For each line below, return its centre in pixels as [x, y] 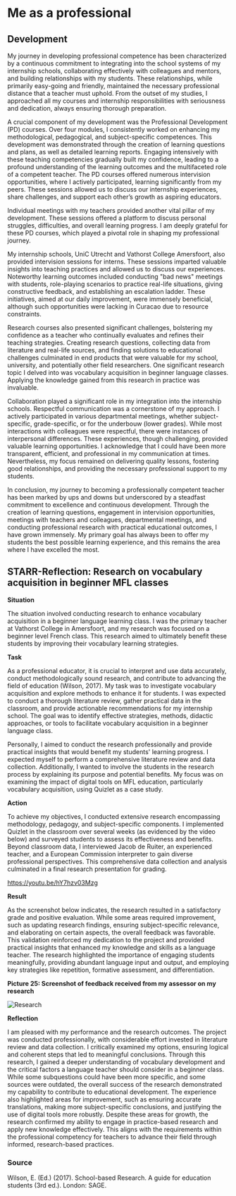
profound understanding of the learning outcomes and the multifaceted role [117, 167]
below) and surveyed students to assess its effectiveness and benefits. [110, 839]
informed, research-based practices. [61, 1144]
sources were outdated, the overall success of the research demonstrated [115, 1084]
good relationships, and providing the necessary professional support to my [117, 469]
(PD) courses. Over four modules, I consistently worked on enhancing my [114, 129]
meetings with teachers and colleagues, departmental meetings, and [107, 520]
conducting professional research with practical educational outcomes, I [112, 527]
